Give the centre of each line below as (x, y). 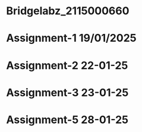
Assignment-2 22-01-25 (67, 65)
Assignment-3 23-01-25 (67, 92)
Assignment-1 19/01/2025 (71, 38)
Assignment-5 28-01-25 (67, 120)
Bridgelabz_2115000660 (68, 11)
